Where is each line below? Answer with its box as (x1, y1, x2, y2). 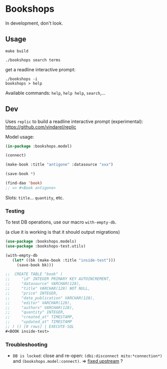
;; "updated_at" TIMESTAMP (5, 319, 72, 324)
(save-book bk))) (16, 262, 54, 268)
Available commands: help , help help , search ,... (5, 90, 106, 96)
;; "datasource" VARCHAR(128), (5, 281, 81, 286)
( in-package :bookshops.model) (5, 143, 72, 149)
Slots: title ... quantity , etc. (5, 194, 64, 200)
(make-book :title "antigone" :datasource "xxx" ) (5, 162, 114, 167)
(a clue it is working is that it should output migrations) (5, 229, 120, 235)
